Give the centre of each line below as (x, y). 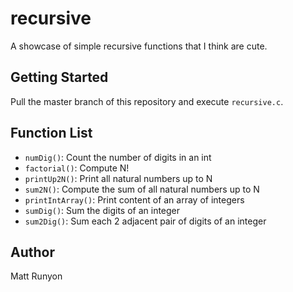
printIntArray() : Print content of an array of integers (134, 199)
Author (32, 252)
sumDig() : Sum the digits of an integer (102, 210)
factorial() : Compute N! (77, 168)
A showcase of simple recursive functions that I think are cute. (139, 46)
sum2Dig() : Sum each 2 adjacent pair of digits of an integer (145, 221)
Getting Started (59, 77)
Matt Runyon (36, 276)
